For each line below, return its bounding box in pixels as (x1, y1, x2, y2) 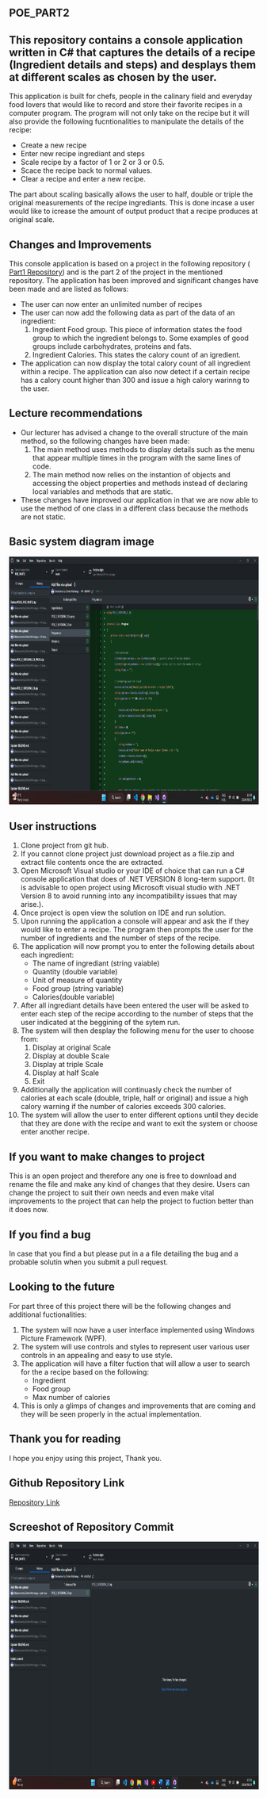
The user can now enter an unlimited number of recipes (20, 300, 203, 309)
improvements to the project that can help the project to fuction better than (9, 1196, 254, 1206)
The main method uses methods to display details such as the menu (32, 444, 255, 454)
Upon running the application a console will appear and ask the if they (20, 916, 250, 926)
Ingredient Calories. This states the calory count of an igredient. (32, 350, 241, 360)
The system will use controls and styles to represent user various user (20, 1341, 250, 1351)
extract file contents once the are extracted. (20, 858, 165, 867)
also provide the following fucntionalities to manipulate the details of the (9, 117, 244, 126)
